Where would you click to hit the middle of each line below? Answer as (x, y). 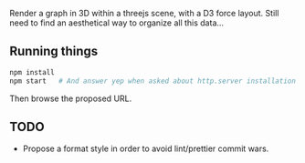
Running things (54, 51)
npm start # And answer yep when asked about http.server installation (153, 81)
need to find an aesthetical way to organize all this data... (117, 23)
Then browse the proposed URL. (71, 98)
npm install (32, 72)
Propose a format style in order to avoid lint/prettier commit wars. (146, 148)
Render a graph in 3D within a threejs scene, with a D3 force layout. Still (144, 13)
